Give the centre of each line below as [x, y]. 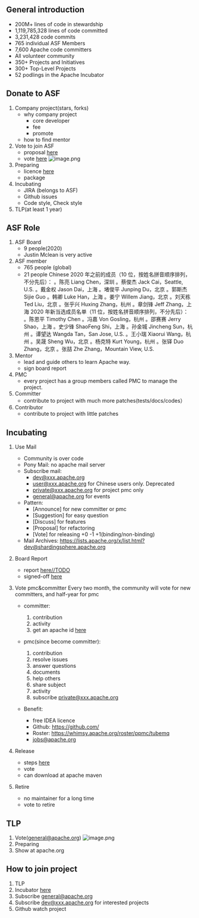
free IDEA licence [54, 721]
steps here [37, 763]
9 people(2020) [43, 248]
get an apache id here [59, 630]
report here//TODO [47, 570]
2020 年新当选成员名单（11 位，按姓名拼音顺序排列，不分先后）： [110, 312]
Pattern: [33, 503]
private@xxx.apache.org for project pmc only [88, 490]
